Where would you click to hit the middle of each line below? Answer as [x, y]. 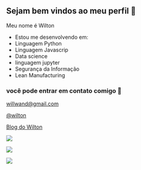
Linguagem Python [38, 43]
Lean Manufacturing [40, 75]
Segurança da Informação [47, 69]
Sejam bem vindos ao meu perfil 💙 [71, 11]
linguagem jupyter [37, 62]
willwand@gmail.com [32, 104]
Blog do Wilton [25, 127]
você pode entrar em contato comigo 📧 [64, 90]
